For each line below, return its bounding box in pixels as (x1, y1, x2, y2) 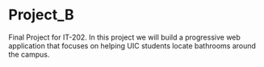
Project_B (8, 6, 74, 24)
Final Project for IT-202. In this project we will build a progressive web (8, 32, 241, 42)
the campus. (8, 49, 50, 59)
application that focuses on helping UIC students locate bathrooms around (8, 40, 257, 50)
